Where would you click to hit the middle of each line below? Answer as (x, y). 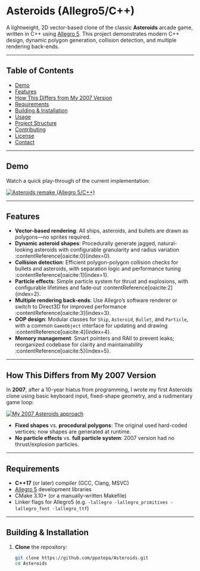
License (24, 136)
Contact (24, 142)
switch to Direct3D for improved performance (71, 307)
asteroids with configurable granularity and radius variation (107, 250)
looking (24, 250)
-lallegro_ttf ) (71, 508)
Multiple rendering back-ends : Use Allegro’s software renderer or (96, 300)
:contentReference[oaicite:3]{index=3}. (63, 313)
